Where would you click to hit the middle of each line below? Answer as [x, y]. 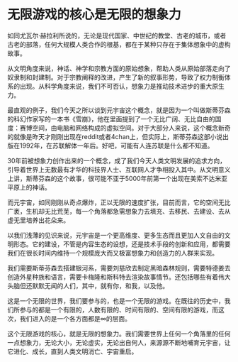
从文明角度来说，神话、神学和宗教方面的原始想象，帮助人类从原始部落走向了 [119, 68]
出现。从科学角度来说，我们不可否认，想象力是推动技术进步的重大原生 [122, 86]
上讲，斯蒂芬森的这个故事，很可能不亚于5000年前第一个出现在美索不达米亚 [118, 178]
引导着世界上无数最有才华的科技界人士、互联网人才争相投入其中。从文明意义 [119, 169]
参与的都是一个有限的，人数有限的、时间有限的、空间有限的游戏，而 [119, 309]
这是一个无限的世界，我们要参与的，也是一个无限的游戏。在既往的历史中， [116, 301]
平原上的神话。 [29, 187]
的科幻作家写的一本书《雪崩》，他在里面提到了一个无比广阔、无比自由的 [111, 119]
